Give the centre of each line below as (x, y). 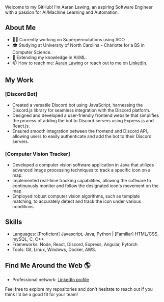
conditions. (24, 206)
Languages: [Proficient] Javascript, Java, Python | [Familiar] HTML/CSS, (85, 234)
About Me (20, 28)
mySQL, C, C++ (28, 239)
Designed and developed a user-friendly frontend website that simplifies (85, 115)
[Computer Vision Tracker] (38, 154)
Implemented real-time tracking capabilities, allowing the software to (82, 180)
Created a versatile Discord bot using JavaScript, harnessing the (78, 105)
